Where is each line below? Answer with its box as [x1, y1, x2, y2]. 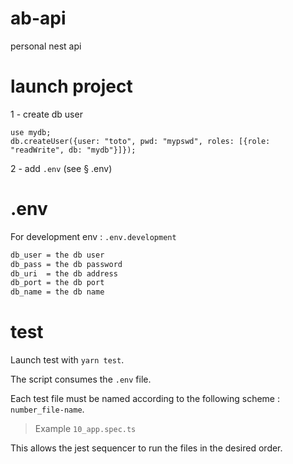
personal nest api [10, 40, 82, 52]
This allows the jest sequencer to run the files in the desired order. [10, 442, 283, 454]
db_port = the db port [10, 278, 105, 288]
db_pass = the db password [10, 259, 123, 269]
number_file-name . [10, 403, 85, 416]
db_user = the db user [10, 250, 105, 260]
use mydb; [10, 127, 52, 137]
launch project [10, 75, 133, 98]
